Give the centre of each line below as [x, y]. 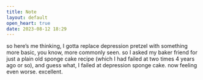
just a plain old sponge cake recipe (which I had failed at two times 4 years [101, 59]
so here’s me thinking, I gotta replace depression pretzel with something [97, 46]
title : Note [21, 12]
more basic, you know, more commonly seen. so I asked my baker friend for [102, 53]
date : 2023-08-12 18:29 [37, 29]
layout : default [27, 18]
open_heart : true [28, 23]
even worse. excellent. [35, 72]
